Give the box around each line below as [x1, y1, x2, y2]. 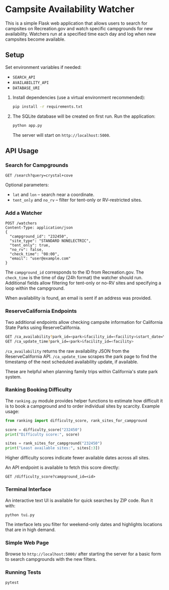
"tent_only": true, [10, 243, 51, 248]
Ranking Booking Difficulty [5, 386, 72, 393]
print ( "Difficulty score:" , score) [5, 432, 80, 437]
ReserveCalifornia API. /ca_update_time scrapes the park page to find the [5, 353, 157, 359]
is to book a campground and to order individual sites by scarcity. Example [5, 403, 160, 409]
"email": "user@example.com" [10, 256, 71, 261]
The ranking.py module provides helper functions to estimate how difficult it [5, 397, 163, 403]
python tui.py [5, 512, 35, 518]
